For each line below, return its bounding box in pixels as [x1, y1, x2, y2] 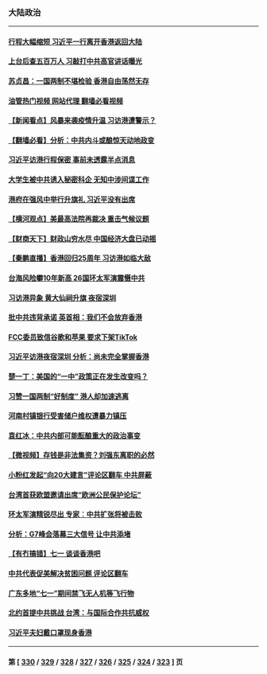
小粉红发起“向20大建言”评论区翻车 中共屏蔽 [8, 469, 153, 479]
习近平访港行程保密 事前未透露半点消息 [8, 155, 136, 165]
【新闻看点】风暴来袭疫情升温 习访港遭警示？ [8, 115, 157, 125]
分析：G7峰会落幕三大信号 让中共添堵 [8, 529, 131, 539]
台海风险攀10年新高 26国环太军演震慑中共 [8, 273, 145, 283]
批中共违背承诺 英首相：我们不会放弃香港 [8, 313, 143, 322]
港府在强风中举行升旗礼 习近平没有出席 [8, 194, 136, 204]
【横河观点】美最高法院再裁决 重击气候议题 [8, 214, 149, 224]
